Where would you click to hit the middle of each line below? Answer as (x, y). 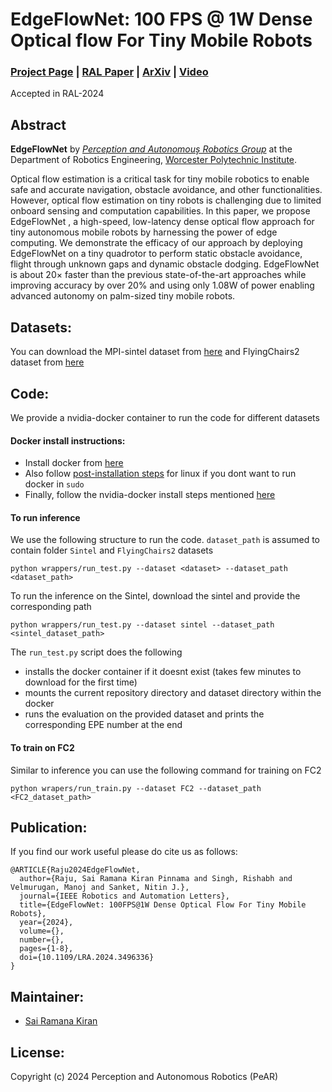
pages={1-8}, (46, 949)
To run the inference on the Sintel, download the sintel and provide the (155, 596)
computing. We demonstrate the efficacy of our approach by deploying (156, 243)
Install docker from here (74, 463)
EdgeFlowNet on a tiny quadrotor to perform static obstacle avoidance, (156, 254)
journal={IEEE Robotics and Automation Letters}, (124, 896)
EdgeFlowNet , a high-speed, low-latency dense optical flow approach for (162, 222)
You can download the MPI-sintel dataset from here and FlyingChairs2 (155, 352)
